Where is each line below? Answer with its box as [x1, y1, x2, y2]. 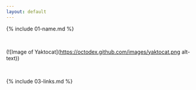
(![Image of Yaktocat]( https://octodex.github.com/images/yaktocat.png [6, 48, 181, 55]
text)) [6, 54, 20, 61]
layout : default [6, 8, 46, 15]
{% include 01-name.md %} [6, 25, 74, 32]
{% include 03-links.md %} [6, 77, 73, 85]
